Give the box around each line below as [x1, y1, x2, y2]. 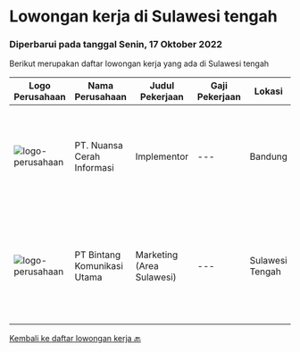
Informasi [74, 162, 114, 174]
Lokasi [254, 85, 283, 97]
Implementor [135, 150, 189, 163]
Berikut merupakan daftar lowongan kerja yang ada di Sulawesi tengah [9, 58, 270, 69]
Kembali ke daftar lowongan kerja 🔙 [9, 333, 141, 344]
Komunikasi [74, 260, 123, 272]
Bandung [249, 150, 288, 163]
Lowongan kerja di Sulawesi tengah [9, 6, 279, 27]
